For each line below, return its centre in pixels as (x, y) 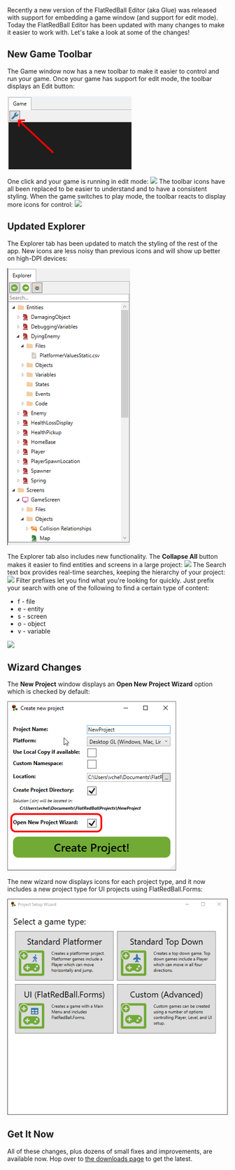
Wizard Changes (44, 668)
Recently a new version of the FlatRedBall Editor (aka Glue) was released (112, 10)
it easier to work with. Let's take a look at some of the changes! (99, 32)
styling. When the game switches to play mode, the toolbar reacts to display (116, 196)
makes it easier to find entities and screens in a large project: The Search (117, 564)
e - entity (30, 608)
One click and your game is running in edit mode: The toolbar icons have (116, 181)
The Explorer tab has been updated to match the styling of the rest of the (113, 243)
